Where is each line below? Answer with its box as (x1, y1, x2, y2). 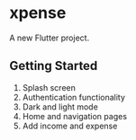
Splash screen (22, 82, 77, 92)
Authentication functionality (22, 92, 126, 102)
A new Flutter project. (9, 32, 90, 43)
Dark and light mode (22, 101, 99, 112)
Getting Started (9, 58, 98, 74)
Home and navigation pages (22, 110, 128, 121)
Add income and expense (22, 120, 118, 131)
